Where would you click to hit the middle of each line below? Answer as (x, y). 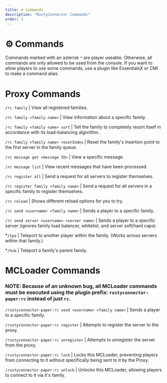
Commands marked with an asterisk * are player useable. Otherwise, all (79, 57)
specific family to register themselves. (44, 191)
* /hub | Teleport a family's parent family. (46, 250)
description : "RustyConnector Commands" (48, 14)
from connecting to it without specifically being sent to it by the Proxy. (77, 360)
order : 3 (14, 19)
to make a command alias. (32, 73)
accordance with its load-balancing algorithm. (52, 132)
